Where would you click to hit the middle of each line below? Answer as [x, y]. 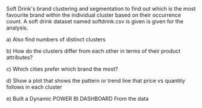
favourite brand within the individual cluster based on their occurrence [94, 15]
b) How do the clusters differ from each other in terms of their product [93, 51]
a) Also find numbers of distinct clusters [56, 39]
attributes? [20, 57]
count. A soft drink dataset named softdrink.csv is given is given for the [95, 21]
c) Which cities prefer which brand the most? [62, 69]
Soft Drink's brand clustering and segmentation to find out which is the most [101, 9]
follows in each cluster [34, 87]
